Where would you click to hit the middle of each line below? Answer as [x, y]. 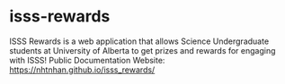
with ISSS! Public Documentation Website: [87, 60]
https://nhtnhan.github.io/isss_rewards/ [82, 70]
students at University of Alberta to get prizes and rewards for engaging [142, 50]
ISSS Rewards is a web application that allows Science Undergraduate [139, 41]
